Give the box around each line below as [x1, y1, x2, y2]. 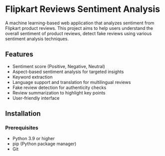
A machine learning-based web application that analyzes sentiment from [5, 20, 155, 26]
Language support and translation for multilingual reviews [12, 79, 131, 85]
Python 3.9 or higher [12, 136, 55, 142]
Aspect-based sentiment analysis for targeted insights [12, 69, 124, 75]
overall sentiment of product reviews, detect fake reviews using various [5, 30, 152, 36]
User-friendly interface [12, 95, 60, 101]
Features [5, 50, 33, 59]
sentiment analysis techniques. [5, 36, 69, 42]
